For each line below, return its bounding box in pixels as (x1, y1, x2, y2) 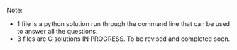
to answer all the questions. (16, 27, 98, 35)
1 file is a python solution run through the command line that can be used (16, 20, 231, 27)
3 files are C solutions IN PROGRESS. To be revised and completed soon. (16, 35, 231, 43)
